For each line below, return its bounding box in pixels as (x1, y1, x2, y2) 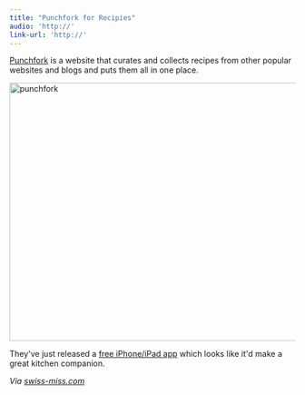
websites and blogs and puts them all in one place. (9, 64, 200, 75)
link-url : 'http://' (9, 30, 88, 39)
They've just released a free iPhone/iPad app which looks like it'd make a (9, 349, 283, 360)
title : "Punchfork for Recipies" (9, 13, 136, 23)
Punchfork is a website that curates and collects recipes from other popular (9, 55, 292, 66)
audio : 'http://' (9, 22, 75, 31)
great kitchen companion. (9, 358, 106, 369)
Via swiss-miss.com (9, 376, 85, 387)
